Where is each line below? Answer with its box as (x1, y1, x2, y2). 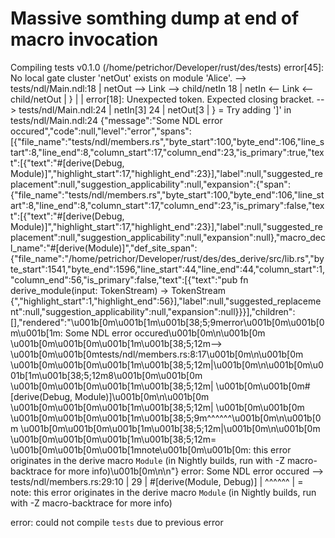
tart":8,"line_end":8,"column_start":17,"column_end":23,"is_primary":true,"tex (10, 146, 325, 158)
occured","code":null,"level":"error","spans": (10, 125, 192, 137)
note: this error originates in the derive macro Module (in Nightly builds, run (10, 486, 317, 498)
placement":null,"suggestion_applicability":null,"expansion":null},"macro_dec (10, 231, 327, 243)
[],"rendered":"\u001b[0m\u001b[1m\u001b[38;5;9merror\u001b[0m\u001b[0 (10, 316, 325, 328)
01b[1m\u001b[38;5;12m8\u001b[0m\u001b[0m (10, 369, 203, 381)
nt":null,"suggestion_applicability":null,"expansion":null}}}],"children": (10, 305, 296, 317)
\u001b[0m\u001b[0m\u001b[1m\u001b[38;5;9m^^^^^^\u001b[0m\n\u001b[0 (10, 412, 322, 424)
